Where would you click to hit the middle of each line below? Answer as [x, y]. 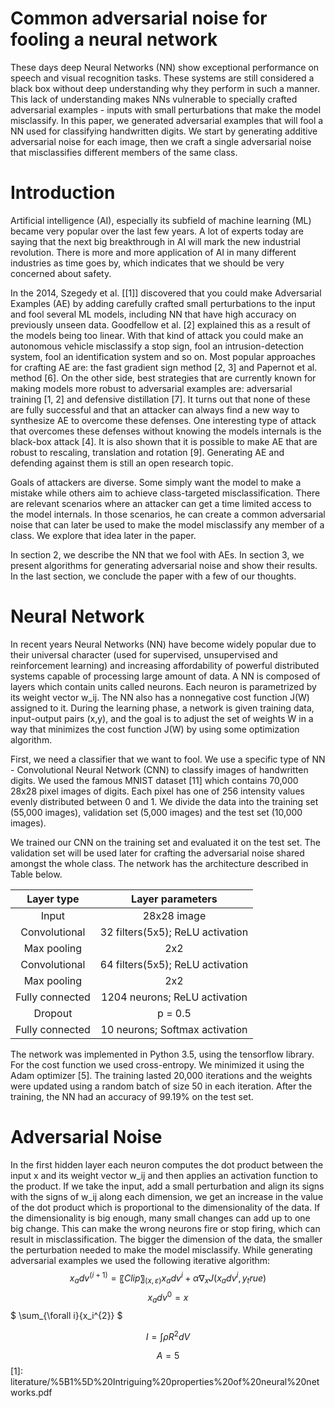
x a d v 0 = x [168, 1298]
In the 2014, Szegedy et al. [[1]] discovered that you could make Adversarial [166, 293]
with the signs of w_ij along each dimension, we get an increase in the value [167, 1196]
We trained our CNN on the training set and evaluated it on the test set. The [165, 842]
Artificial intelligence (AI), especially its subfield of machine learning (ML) [161, 220]
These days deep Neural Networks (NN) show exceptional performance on [165, 67]
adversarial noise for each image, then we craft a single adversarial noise [161, 141]
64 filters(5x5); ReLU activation [174, 964]
